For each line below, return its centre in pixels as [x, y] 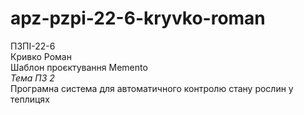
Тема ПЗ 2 [32, 78]
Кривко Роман [41, 56]
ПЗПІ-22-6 [33, 46]
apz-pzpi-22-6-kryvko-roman [138, 18]
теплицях [30, 99]
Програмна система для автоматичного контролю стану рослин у [152, 88]
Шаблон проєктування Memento [79, 67]
